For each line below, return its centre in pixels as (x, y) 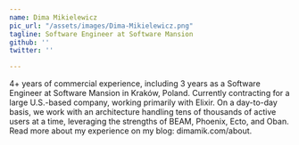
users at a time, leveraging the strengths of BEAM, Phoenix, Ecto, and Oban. (149, 122)
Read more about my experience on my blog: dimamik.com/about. (131, 131)
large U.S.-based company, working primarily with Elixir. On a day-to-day (144, 102)
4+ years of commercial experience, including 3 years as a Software (135, 84)
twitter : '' (31, 51)
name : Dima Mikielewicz (54, 17)
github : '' (29, 42)
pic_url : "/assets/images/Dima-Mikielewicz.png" (101, 26)
